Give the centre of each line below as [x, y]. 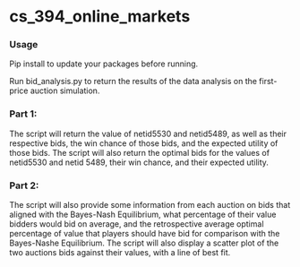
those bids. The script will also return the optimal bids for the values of [140, 152]
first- [268, 82]
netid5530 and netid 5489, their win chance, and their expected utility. [139, 162]
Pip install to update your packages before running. [104, 64]
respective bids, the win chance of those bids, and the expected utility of [144, 143]
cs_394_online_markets [100, 17]
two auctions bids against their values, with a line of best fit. [120, 253]
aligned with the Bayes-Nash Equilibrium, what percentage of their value [143, 215]
